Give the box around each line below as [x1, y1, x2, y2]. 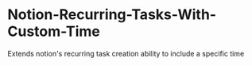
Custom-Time [7, 22, 100, 41]
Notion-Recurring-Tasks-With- [7, 6, 216, 24]
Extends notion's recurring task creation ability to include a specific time [7, 49, 245, 58]
